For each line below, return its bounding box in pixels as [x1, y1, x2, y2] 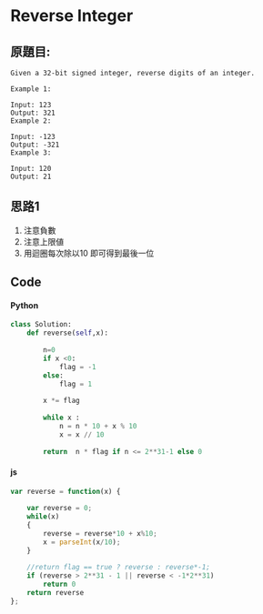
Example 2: [10, 116, 52, 126]
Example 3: [10, 148, 52, 157]
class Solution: [10, 320, 72, 329]
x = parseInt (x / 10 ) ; [43, 538, 121, 547]
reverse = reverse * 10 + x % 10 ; [43, 528, 157, 538]
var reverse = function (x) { [10, 487, 121, 496]
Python [10, 299, 39, 310]
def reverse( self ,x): [26, 328, 108, 337]
